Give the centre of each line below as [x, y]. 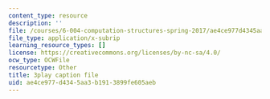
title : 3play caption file [53, 75]
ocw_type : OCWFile [39, 61]
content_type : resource [48, 16]
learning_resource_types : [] [57, 46]
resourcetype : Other [43, 68]
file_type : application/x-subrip [64, 38]
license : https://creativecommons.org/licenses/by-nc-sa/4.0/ [115, 53]
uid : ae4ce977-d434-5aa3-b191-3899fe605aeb [82, 82]
